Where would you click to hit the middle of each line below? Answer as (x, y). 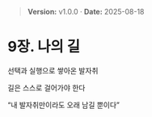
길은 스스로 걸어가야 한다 (46, 87)
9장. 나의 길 (44, 47)
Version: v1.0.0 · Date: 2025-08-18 (86, 12)
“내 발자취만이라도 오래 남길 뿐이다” (64, 105)
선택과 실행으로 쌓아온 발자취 (53, 70)
